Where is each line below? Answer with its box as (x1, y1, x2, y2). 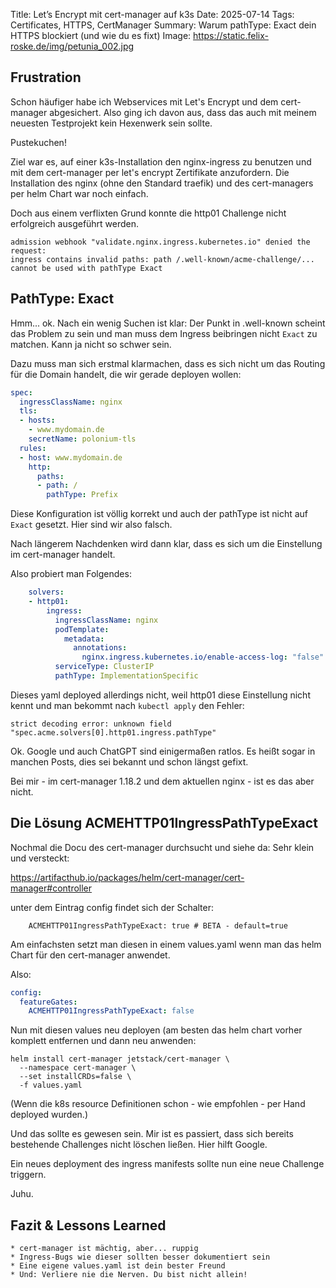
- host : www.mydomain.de (19, 452, 123, 463)
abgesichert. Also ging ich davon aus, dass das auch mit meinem (49, 106, 317, 118)
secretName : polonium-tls (28, 434, 137, 444)
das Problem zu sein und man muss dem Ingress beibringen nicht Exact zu (10, 327, 318, 339)
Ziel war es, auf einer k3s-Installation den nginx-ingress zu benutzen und (10, 155, 312, 168)
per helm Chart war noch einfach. (10, 187, 149, 199)
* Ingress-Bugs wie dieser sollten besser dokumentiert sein (10, 1252, 271, 1263)
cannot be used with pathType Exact (10, 263, 163, 273)
